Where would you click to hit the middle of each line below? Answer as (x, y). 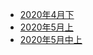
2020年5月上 (46, 27)
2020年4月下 (47, 14)
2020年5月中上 (51, 39)
